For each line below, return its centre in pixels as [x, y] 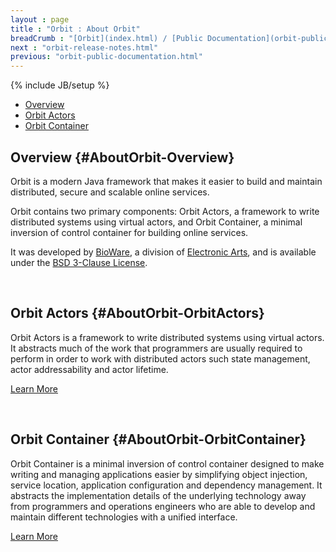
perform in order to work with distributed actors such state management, [160, 358]
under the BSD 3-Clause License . [79, 262]
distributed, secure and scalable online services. [110, 192]
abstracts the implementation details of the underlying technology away [158, 495]
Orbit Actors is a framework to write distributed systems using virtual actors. [167, 337]
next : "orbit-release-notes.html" [84, 47]
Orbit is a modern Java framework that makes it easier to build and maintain [166, 181]
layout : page [40, 19]
